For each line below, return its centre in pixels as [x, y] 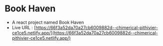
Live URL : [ [24, 27]
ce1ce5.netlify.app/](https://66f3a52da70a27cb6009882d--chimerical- [85, 33]
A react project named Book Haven [48, 22]
